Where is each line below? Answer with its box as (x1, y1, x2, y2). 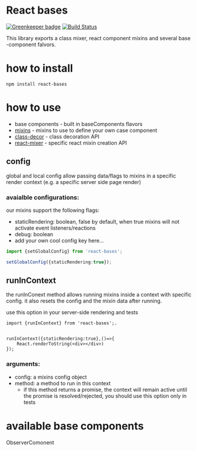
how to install (6, 62, 73, 75)
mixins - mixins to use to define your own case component (14, 127, 157, 134)
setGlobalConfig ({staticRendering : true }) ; (6, 259, 112, 265)
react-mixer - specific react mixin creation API (14, 139, 127, 146)
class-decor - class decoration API (14, 133, 100, 140)
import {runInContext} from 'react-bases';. (6, 320, 117, 326)
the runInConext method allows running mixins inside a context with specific (6, 291, 192, 298)
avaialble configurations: (6, 193, 80, 201)
